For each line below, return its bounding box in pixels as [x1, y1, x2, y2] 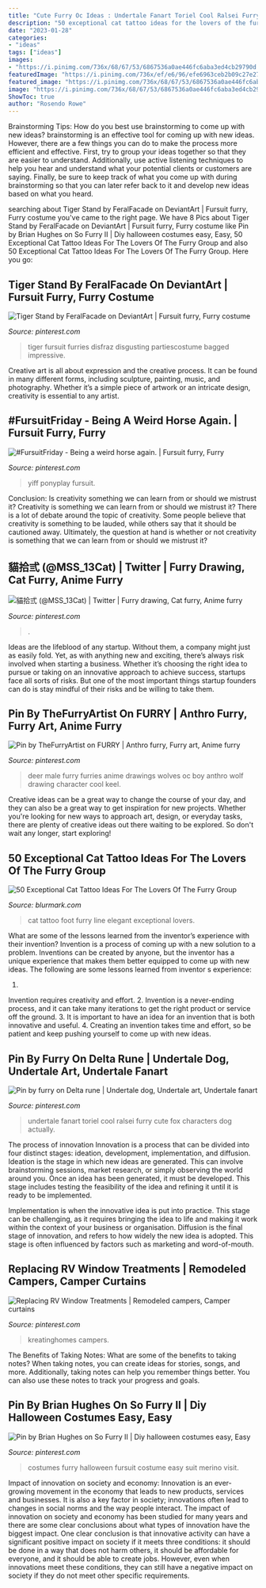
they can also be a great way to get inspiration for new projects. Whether [8, 804, 247, 813]
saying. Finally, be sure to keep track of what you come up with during [8, 172, 237, 182]
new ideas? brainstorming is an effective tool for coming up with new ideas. [8, 130, 255, 139]
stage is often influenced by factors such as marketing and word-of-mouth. [8, 1239, 254, 1249]
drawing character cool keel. [27, 780, 121, 789]
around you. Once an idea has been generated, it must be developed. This [8, 1174, 251, 1183]
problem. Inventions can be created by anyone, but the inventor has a [8, 948, 235, 957]
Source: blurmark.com [8, 900, 82, 910]
